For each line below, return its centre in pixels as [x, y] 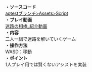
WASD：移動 [18, 52]
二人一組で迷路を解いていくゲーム [41, 39]
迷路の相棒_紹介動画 [26, 26]
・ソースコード [21, 7]
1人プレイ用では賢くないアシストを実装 [46, 64]
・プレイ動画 [18, 20]
